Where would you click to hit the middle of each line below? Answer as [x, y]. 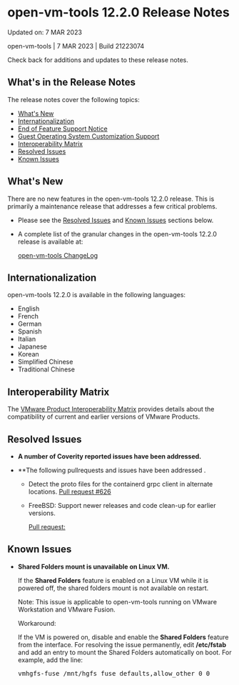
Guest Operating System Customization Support [88, 136]
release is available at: [50, 241]
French [28, 316]
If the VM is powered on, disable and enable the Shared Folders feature [123, 637]
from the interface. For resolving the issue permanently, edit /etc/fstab [122, 644]
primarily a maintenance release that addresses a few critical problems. [112, 206]
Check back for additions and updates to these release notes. [98, 60]
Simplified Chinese [45, 362]
